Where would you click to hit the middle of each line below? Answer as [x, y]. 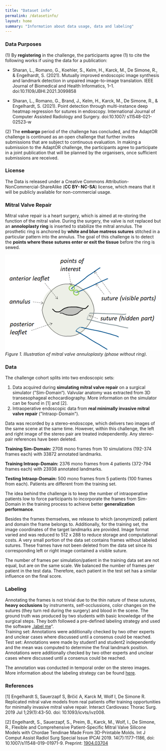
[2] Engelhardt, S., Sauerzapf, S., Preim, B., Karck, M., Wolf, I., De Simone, [81, 722]
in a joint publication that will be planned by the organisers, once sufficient [81, 152]
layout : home [19, 21]
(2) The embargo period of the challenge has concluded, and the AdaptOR [81, 131]
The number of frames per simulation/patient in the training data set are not [82, 560]
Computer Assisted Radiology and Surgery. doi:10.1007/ [69, 116]
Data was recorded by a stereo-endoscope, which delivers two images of [80, 423]
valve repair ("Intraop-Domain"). [46, 414]
